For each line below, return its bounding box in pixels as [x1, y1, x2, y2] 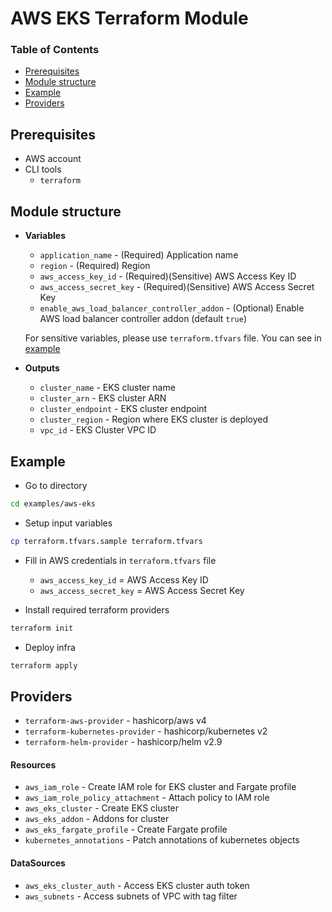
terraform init [10, 623, 74, 633]
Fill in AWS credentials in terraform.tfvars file [24, 554, 217, 566]
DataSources [10, 857, 66, 869]
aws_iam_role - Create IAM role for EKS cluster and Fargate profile [24, 781, 297, 793]
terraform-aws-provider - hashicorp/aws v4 [24, 715, 207, 727]
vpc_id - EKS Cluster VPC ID [39, 424, 157, 436]
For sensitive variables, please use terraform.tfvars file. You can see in [24, 332, 322, 344]
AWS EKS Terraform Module [10, 7, 249, 30]
